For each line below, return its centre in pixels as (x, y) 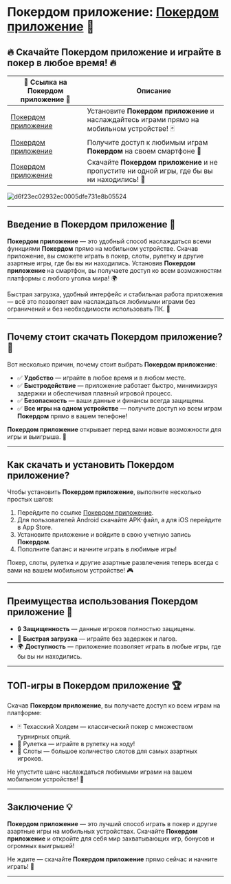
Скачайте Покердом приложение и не (152, 162)
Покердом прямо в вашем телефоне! (72, 416)
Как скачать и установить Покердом (91, 465)
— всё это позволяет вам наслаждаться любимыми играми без (101, 301)
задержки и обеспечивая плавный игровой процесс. (95, 393)
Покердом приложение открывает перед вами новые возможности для (114, 429)
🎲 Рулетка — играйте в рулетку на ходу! (76, 744)
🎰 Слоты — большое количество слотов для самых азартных (107, 751)
